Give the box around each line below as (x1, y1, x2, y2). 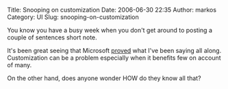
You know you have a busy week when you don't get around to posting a (7, 26, 213, 34)
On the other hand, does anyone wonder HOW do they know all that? (7, 74, 201, 82)
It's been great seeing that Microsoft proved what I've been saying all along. (7, 47, 222, 54)
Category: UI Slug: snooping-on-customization (7, 13, 139, 21)
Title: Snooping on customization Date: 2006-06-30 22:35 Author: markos (7, 6, 217, 14)
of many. (7, 61, 32, 69)
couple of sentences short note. (7, 33, 97, 41)
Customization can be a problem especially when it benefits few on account (7, 54, 221, 62)
